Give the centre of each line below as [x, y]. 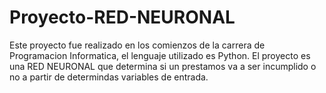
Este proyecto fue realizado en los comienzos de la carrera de [137, 45]
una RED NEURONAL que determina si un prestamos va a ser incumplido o [163, 66]
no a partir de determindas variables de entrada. [109, 77]
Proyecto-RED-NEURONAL [122, 17]
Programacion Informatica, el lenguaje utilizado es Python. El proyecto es [160, 55]
